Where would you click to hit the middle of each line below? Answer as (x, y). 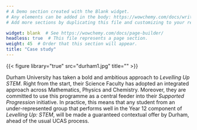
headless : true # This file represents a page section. (77, 39)
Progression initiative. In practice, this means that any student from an (91, 102)
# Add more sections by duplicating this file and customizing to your (95, 22)
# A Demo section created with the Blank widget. (68, 11)
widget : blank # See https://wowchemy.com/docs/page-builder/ (85, 33)
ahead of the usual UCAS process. (48, 121)
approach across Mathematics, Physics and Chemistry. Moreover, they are (96, 90)
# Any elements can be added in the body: (59, 17)
